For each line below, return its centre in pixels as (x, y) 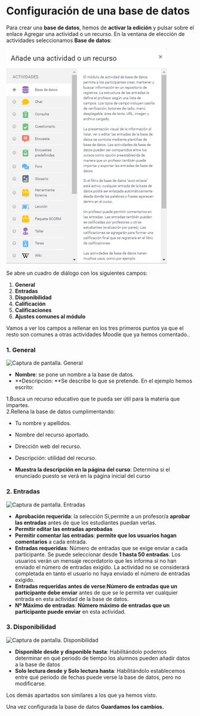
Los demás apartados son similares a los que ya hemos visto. (82, 695)
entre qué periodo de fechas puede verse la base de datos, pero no (98, 677)
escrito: (24, 387)
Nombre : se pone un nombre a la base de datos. (74, 375)
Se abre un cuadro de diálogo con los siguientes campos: (77, 273)
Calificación (30, 304)
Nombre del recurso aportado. (52, 435)
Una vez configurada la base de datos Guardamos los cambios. (85, 706)
